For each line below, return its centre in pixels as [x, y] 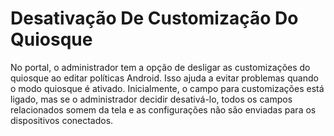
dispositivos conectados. [62, 120]
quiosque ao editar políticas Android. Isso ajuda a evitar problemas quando [164, 78]
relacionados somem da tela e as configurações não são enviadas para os [163, 109]
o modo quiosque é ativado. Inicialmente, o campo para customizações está [167, 88]
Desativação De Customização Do [154, 18]
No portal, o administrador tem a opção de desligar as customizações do [160, 67]
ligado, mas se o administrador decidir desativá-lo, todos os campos [151, 99]
